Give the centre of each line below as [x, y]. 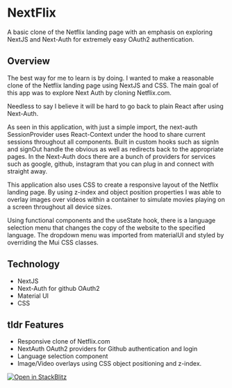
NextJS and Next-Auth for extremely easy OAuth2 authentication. [101, 39]
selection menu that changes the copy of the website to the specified [107, 228]
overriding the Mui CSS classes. [53, 242]
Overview [29, 61]
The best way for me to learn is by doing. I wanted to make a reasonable [110, 78]
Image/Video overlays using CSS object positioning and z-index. [109, 364]
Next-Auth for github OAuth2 [58, 288]
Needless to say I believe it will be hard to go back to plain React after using [115, 106]
